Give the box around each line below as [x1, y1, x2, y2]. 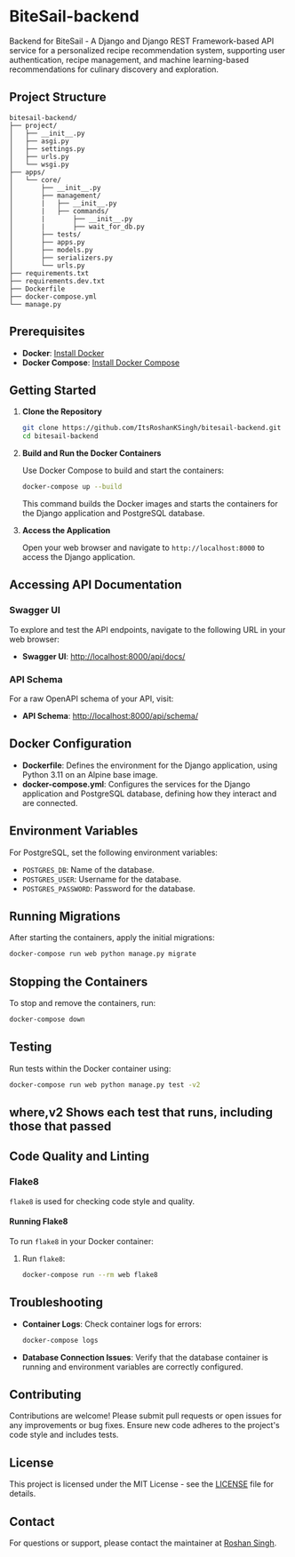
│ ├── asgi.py [9, 136, 69, 146]
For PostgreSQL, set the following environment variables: [9, 847, 218, 858]
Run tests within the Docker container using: [9, 1063, 171, 1074]
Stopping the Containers [9, 974, 148, 989]
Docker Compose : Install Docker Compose [21, 357, 180, 368]
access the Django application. [21, 552, 136, 562]
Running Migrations [9, 909, 122, 923]
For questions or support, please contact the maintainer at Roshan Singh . [9, 1537, 277, 1548]
